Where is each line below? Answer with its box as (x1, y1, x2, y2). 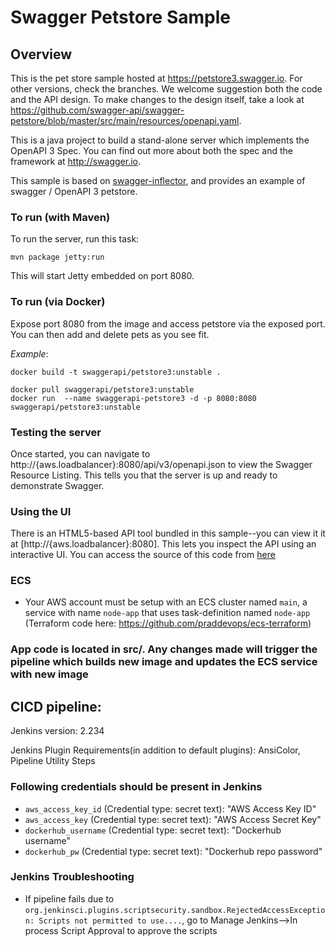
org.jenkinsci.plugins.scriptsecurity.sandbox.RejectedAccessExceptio (24, 905, 326, 915)
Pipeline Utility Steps (10, 755, 96, 767)
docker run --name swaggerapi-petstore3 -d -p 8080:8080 (10, 393, 257, 403)
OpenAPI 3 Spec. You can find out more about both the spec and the (10, 145, 293, 156)
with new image (10, 667, 89, 681)
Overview (10, 46, 73, 63)
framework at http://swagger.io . (10, 156, 142, 167)
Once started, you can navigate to (10, 447, 151, 460)
